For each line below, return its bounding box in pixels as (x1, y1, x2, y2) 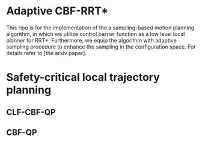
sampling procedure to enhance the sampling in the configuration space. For (6, 43, 196, 50)
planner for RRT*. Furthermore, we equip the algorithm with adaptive (6, 37, 177, 44)
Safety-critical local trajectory (6, 71, 161, 84)
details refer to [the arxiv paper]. (6, 49, 87, 56)
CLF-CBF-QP (6, 107, 56, 117)
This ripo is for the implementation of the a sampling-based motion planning (6, 24, 195, 31)
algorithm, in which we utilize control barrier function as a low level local (6, 30, 185, 37)
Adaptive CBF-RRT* (6, 4, 109, 18)
